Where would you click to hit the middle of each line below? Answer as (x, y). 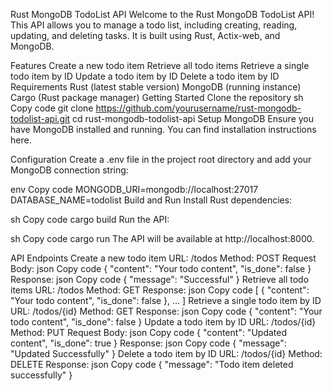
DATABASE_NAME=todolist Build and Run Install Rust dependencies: (151, 200)
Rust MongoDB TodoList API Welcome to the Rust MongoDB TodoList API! (162, 14)
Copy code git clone (52, 108)
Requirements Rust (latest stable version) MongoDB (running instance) (156, 87)
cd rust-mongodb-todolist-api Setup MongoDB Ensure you (193, 118)
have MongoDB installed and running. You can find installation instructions (163, 129)
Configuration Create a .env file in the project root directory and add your (161, 159)
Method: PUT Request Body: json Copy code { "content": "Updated (148, 332)
